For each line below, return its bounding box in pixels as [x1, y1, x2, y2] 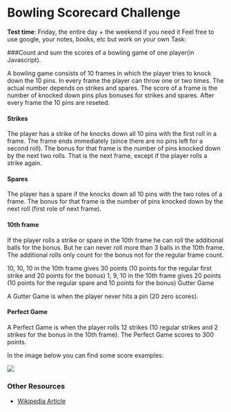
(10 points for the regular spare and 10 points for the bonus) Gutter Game [7, 278, 214, 287]
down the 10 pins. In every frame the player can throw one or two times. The [7, 76, 224, 84]
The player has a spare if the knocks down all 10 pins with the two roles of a [7, 190, 223, 198]
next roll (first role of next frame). [7, 205, 102, 213]
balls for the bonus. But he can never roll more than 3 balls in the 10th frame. [7, 243, 225, 251]
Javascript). [7, 55, 41, 63]
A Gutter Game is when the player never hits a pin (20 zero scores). [7, 292, 199, 300]
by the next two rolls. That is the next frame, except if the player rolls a [7, 152, 208, 160]
